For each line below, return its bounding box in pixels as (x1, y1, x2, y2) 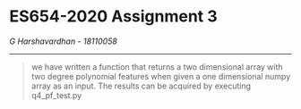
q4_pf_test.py (30, 89, 82, 100)
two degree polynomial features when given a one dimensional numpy (30, 71, 291, 81)
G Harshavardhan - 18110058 (9, 36, 118, 46)
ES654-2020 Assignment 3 (9, 6, 218, 27)
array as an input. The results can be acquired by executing (30, 80, 252, 91)
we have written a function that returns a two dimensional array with (30, 61, 284, 72)
